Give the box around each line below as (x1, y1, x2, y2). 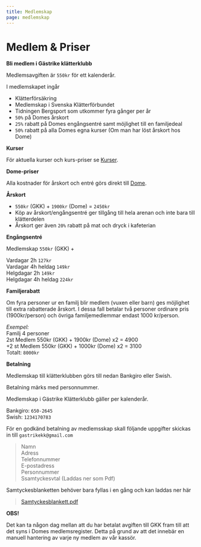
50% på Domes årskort (14, 114, 69, 121)
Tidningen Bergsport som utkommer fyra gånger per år (14, 107, 151, 115)
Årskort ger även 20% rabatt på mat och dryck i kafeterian (14, 222, 156, 229)
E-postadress (20, 462, 55, 470)
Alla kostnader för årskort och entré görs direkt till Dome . (6, 179, 147, 187)
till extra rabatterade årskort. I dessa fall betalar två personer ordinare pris (6, 305, 189, 312)
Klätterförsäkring (14, 95, 57, 102)
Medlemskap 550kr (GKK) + (6, 245, 75, 253)
